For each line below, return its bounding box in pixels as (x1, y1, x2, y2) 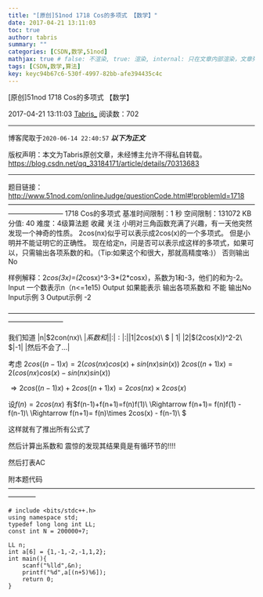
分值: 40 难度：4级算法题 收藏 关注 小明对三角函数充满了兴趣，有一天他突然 (8, 218, 253, 228)
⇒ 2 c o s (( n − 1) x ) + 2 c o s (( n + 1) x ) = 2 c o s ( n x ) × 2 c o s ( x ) (10, 383, 186, 392)
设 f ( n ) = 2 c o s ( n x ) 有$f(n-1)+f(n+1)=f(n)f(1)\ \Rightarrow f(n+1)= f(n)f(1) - (8, 399, 242, 409)
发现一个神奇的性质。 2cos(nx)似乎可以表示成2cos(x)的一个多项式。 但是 (8, 228, 244, 238)
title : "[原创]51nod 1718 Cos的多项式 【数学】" (8, 11, 158, 20)
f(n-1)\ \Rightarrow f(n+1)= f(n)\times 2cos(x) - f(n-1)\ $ (8, 408, 186, 417)
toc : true (8, 26, 41, 34)
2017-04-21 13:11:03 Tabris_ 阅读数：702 (8, 109, 139, 118)
